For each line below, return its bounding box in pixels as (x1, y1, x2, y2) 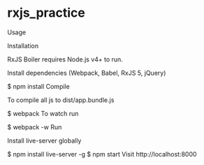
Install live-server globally (7, 136, 82, 145)
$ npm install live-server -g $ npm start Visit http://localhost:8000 (7, 150, 197, 158)
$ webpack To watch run (7, 109, 79, 117)
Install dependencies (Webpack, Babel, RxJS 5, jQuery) (7, 69, 166, 77)
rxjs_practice (7, 5, 86, 21)
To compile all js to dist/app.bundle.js (7, 96, 115, 104)
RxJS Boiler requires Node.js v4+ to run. (7, 55, 124, 64)
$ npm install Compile (7, 82, 70, 90)
